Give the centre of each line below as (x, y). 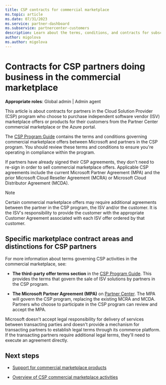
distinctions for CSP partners (51, 247)
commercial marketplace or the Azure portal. (51, 127)
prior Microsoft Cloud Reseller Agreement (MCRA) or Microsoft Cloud (76, 178)
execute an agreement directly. (37, 340)
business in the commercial (63, 77)
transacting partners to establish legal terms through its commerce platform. (83, 329)
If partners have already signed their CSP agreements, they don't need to (80, 162)
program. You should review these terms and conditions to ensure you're (79, 147)
